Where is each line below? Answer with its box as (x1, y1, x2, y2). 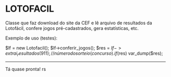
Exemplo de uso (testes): (5, 35, 58, 41)
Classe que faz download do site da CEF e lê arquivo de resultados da (5, 20, 153, 26)
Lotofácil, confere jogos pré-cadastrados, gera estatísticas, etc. (5, 25, 139, 31)
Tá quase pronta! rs (5, 66, 46, 72)
